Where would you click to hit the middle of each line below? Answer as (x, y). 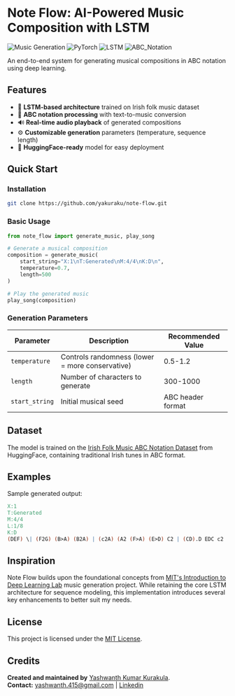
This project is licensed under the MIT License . (75, 639)
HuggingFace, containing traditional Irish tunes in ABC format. (97, 455)
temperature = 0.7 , (45, 268)
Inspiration (31, 561)
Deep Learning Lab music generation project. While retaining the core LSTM (117, 585)
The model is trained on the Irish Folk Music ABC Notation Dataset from (110, 447)
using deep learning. (37, 68)
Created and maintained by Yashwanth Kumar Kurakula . (89, 678)
